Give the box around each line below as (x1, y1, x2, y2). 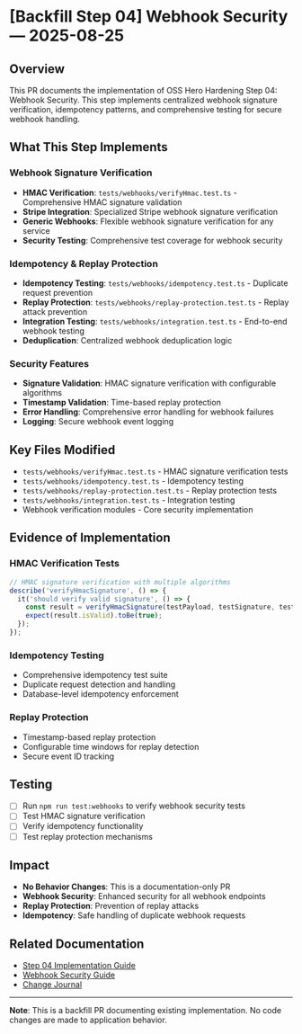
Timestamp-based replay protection (22, 731, 156, 743)
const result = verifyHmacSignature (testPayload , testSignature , (25, 602, 276, 612)
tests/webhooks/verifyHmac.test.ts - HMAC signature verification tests (22, 466, 289, 477)
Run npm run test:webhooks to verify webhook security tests (22, 800, 245, 811)
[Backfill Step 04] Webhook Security (9, 6, 289, 27)
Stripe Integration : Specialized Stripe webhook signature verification (22, 206, 279, 217)
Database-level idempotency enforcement (22, 689, 180, 700)
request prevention (22, 287, 93, 298)
